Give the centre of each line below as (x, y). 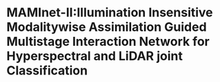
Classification (47, 71)
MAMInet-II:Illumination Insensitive (110, 13)
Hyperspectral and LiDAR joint (95, 56)
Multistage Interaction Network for (108, 42)
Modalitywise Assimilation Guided (107, 27)
